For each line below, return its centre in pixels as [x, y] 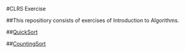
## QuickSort [22, 32]
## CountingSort [26, 44]
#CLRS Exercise [26, 9]
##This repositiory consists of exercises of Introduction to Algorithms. [93, 20]
